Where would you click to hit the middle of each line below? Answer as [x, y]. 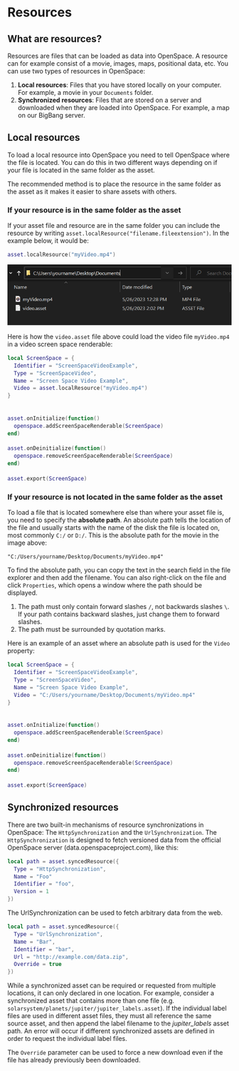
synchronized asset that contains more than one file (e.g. [91, 1001]
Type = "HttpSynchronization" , [60, 869]
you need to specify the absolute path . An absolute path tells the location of [119, 520]
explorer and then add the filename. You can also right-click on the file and [117, 578]
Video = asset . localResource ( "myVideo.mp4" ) [81, 388]
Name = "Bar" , [34, 942]
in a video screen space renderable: [60, 344]
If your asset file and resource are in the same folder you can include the [114, 226]
